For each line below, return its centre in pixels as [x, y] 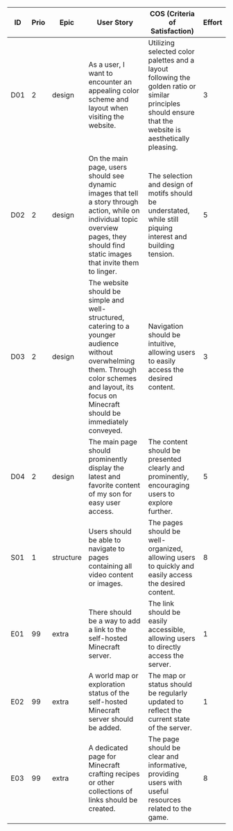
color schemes [113, 378]
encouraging [169, 485]
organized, [165, 549]
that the [161, 121]
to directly [165, 647]
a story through [113, 202]
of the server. [170, 728]
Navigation [166, 326]
